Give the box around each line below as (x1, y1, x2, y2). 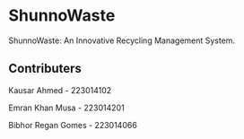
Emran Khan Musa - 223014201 (8, 102, 125, 113)
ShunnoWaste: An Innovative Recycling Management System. (8, 35, 235, 46)
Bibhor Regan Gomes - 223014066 (8, 119, 138, 130)
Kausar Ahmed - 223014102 (8, 84, 112, 95)
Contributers (8, 61, 83, 76)
